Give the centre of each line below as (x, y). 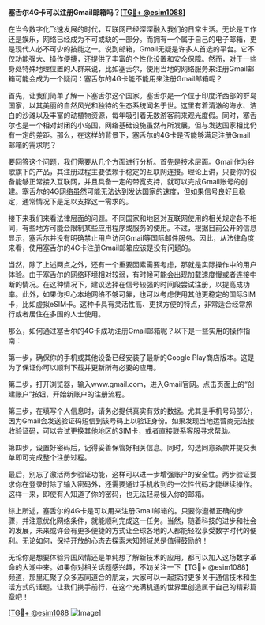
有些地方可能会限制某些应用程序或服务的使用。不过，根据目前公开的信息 (139, 228)
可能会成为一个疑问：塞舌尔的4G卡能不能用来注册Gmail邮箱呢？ (119, 79)
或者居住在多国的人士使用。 (60, 314)
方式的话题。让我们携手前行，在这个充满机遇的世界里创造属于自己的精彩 (132, 587)
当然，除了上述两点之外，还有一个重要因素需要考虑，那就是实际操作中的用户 (132, 265)
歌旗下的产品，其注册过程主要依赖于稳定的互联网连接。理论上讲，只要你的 (129, 172)
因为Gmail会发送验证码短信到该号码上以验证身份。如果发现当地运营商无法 (128, 421)
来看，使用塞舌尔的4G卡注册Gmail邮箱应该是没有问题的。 (102, 248)
